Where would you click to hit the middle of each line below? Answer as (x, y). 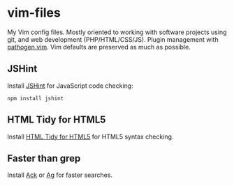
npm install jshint (36, 98)
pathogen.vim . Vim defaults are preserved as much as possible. (99, 47)
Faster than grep (44, 158)
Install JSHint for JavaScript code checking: (71, 86)
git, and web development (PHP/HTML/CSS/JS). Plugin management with (113, 39)
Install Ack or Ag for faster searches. (60, 175)
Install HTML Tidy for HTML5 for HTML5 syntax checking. (90, 137)
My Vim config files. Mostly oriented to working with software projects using (117, 32)
